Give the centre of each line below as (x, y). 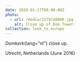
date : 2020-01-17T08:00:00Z (35, 10)
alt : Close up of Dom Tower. (45, 24)
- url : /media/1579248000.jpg (42, 19)
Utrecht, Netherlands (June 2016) (40, 53)
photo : (12, 15)
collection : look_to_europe (35, 29)
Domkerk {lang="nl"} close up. (37, 43)
